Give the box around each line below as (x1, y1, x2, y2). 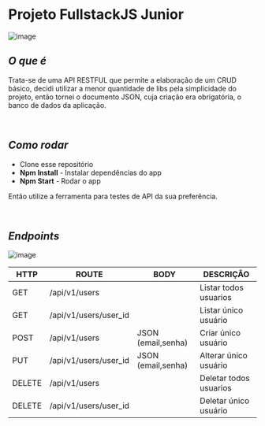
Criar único (200, 328, 241, 339)
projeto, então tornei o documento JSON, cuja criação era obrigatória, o (8, 92, 242, 102)
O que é (8, 54, 47, 68)
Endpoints (8, 229, 60, 243)
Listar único (200, 305, 244, 316)
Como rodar (8, 139, 69, 152)
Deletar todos (200, 372, 250, 383)
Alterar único (200, 350, 248, 361)
